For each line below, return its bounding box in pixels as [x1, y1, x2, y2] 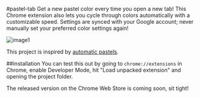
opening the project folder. [6, 73, 73, 80]
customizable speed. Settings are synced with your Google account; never [6, 18, 194, 25]
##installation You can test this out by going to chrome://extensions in [6, 60, 182, 67]
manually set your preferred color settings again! [6, 24, 129, 32]
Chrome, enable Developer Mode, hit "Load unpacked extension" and [6, 66, 181, 74]
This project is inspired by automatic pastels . [6, 48, 119, 55]
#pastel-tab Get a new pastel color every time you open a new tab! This [6, 5, 187, 12]
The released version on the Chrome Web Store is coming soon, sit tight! [6, 85, 189, 92]
